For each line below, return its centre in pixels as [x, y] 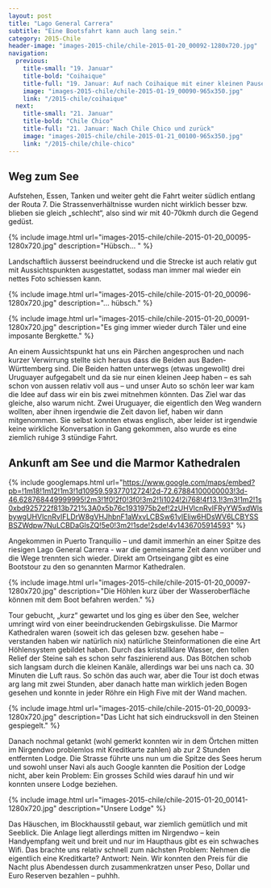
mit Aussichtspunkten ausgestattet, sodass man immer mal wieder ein [125, 270]
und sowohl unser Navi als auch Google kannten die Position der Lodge [127, 767]
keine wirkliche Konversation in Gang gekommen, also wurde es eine [123, 429]
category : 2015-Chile [45, 38]
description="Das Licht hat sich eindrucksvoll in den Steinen [159, 717]
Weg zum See [44, 176]
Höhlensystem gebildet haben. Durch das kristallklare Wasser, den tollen [129, 650]
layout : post [30, 16]
